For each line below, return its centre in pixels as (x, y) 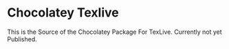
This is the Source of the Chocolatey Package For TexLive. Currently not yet (115, 32)
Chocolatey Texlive (63, 13)
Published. (22, 39)
